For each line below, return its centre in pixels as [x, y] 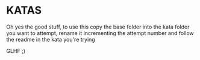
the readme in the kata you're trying [51, 39]
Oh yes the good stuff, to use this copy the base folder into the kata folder [98, 27]
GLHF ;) [16, 50]
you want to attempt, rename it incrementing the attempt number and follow [100, 33]
